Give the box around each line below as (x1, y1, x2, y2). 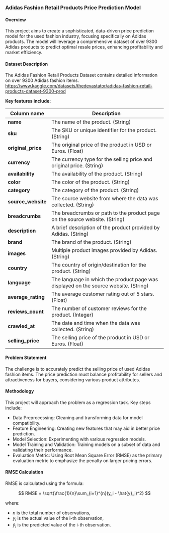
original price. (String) (51, 162, 104, 169)
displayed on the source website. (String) (51, 282, 149, 289)
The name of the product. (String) (51, 118, 131, 125)
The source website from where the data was (51, 195, 158, 202)
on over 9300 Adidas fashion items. (5, 77, 79, 83)
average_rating (8, 294, 45, 301)
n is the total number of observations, (12, 510, 91, 516)
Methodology (5, 388, 34, 394)
